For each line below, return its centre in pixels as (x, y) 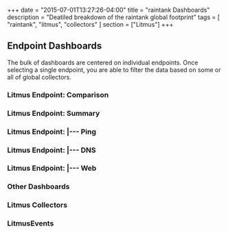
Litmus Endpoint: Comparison (58, 95)
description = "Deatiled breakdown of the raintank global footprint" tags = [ (114, 17)
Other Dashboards (38, 186)
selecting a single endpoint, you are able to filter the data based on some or (114, 70)
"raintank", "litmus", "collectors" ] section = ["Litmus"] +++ (90, 24)
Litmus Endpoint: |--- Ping (52, 132)
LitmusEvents (31, 223)
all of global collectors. (39, 77)
